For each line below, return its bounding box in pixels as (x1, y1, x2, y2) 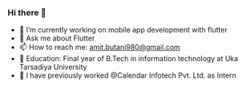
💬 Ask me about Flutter (18, 33, 95, 43)
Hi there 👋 (7, 7, 47, 18)
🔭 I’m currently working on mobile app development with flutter (18, 25, 228, 35)
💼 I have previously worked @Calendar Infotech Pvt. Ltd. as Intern (18, 71, 237, 80)
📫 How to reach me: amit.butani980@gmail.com (18, 43, 181, 52)
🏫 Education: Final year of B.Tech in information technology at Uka (18, 54, 239, 63)
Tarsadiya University (18, 63, 87, 72)
